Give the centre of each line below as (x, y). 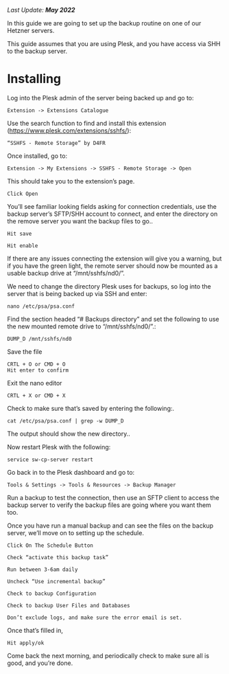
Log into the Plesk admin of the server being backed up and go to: (100, 98)
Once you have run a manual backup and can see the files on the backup (110, 526)
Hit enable (23, 246)
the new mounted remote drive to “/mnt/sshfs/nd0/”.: (82, 326)
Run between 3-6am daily (43, 570)
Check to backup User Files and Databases (69, 605)
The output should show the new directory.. (69, 434)
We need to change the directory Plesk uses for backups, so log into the (109, 286)
